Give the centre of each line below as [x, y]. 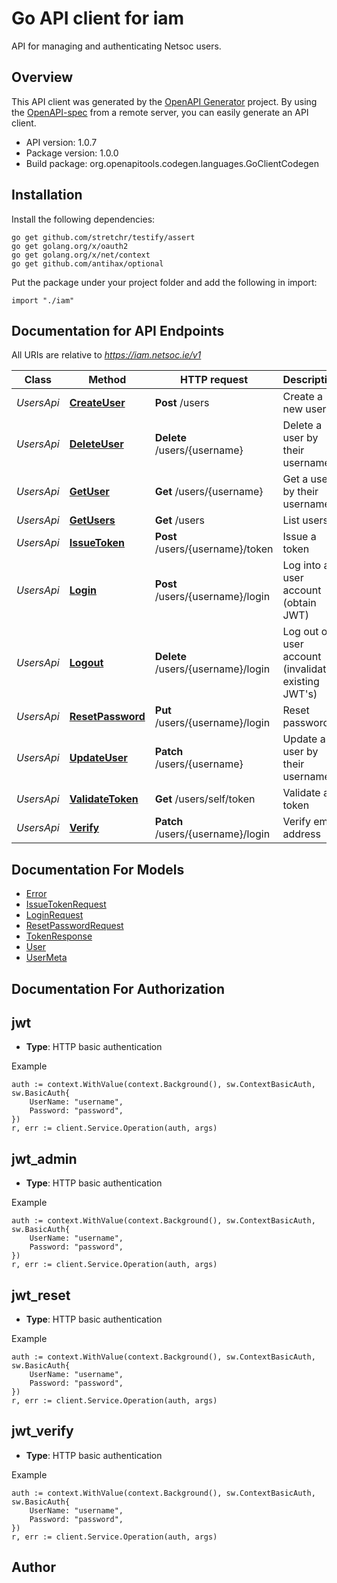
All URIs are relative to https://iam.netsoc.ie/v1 [106, 355]
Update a [304, 739]
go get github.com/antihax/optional [87, 263]
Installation [47, 195]
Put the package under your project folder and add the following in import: [164, 282]
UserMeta [46, 958]
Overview [42, 77]
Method [107, 380]
